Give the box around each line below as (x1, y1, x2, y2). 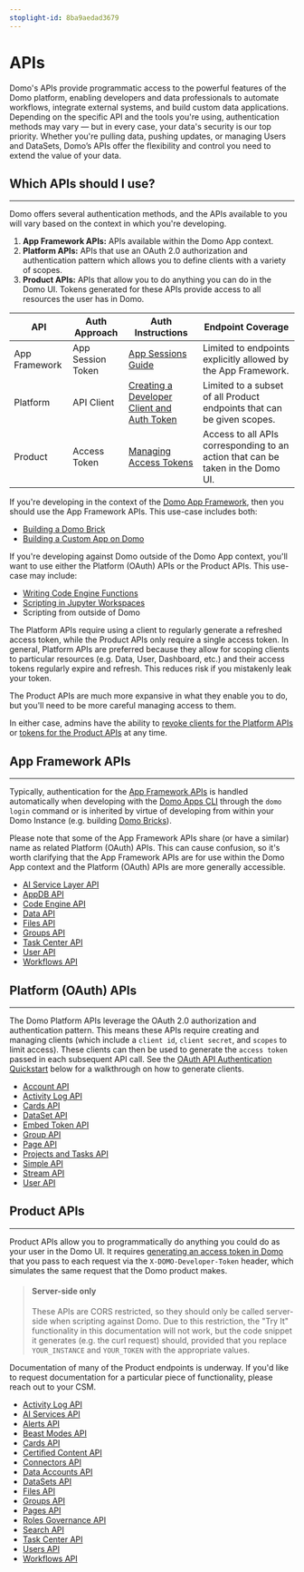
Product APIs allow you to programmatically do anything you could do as (9, 1235, 280, 1247)
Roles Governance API (22, 1515, 107, 1526)
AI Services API (22, 1409, 81, 1420)
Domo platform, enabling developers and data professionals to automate (9, 92, 280, 103)
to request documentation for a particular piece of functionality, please (9, 1372, 273, 1383)
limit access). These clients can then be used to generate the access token (9, 1044, 288, 1055)
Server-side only (31, 1285, 97, 1297)
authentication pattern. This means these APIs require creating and (9, 1025, 260, 1035)
